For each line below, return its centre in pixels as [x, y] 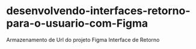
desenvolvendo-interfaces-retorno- [98, 11]
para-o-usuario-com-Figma [77, 23]
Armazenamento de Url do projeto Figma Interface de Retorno [83, 40]
